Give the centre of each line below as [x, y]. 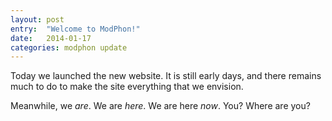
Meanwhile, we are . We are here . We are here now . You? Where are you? [160, 106]
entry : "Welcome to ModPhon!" [75, 29]
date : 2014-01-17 [51, 38]
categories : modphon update [69, 47]
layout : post [37, 19]
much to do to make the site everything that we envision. [127, 87]
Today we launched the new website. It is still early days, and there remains [166, 76]
